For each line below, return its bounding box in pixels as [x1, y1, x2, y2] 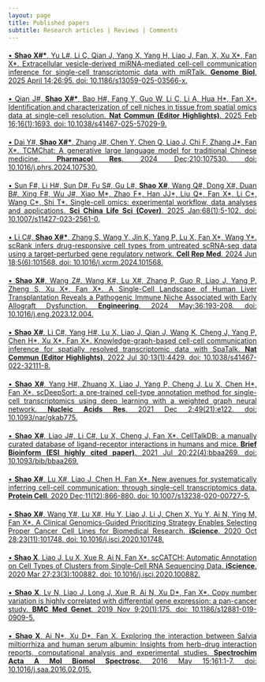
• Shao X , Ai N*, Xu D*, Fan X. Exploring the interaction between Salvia [8, 632, 258, 641]
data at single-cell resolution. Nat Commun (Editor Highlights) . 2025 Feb [8, 111, 257, 121]
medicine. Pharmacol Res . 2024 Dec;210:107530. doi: [8, 155, 258, 164]
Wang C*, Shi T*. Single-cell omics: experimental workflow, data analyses [8, 198, 257, 207]
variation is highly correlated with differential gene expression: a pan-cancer [8, 596, 257, 606]
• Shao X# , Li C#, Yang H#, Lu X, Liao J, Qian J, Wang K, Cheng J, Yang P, [8, 328, 257, 337]
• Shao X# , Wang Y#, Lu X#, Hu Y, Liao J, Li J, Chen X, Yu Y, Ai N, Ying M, [8, 509, 257, 519]
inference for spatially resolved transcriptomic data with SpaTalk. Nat [8, 345, 257, 354]
